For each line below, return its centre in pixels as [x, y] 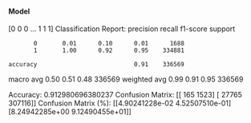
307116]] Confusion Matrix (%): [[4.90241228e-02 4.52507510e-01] [120, 103]
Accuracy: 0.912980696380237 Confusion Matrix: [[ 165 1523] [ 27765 [125, 95]
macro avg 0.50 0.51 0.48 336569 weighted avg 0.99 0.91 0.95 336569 [126, 79]
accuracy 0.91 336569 [96, 65]
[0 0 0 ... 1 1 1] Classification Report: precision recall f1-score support [122, 29]
